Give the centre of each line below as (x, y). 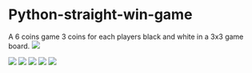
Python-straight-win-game (100, 15)
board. (19, 46)
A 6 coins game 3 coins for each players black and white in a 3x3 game (126, 36)
